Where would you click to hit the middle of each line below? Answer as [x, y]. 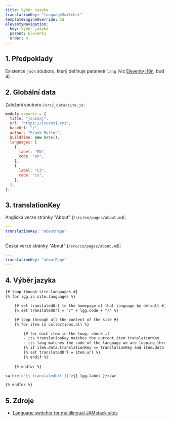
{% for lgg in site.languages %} [40, 297]
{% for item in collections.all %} [52, 324]
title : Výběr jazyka [27, 10]
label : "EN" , [32, 152]
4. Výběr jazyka [31, 280]
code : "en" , [31, 156]
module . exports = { [26, 114]
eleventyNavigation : [27, 24]
